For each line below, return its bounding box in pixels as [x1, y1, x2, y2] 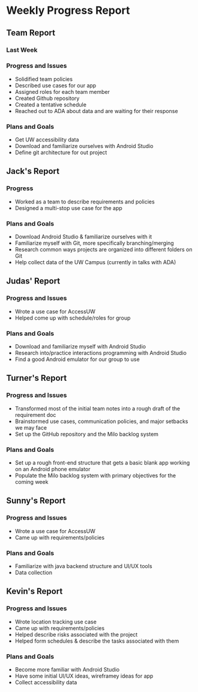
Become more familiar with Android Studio [14, 666, 120, 673]
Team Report [6, 28, 56, 38]
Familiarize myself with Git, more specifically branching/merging [14, 239, 174, 247]
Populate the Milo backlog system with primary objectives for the [14, 472, 176, 479]
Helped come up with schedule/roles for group [14, 314, 131, 321]
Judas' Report [6, 276, 61, 286]
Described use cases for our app [14, 82, 97, 89]
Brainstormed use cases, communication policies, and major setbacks [14, 418, 188, 425]
